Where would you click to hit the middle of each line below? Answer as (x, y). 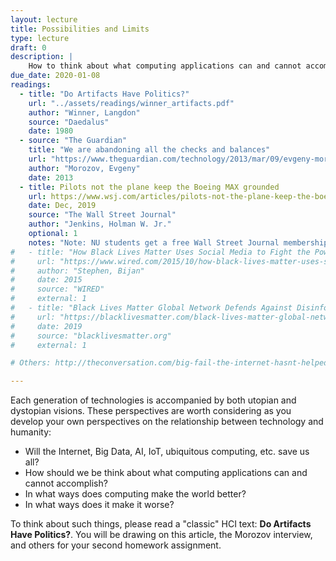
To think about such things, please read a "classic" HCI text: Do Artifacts (161, 524)
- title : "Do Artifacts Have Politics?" (104, 94)
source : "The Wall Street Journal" (102, 215)
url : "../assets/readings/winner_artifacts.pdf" (131, 103)
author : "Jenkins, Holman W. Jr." (100, 224)
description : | (42, 57)
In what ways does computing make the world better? (135, 494)
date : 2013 (51, 177)
